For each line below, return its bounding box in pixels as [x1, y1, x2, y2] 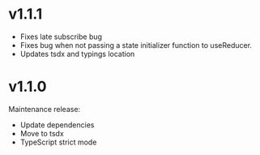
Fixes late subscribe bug [19, 32, 103, 41]
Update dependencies [19, 119, 95, 130]
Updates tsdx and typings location [19, 49, 135, 58]
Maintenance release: [8, 104, 81, 114]
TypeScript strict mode [19, 137, 97, 147]
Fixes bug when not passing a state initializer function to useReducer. [19, 40, 253, 50]
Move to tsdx [19, 128, 65, 138]
